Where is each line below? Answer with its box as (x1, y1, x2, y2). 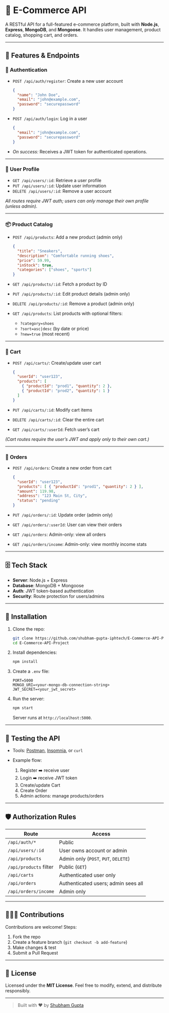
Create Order (20, 787, 48, 794)
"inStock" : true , (17, 262, 54, 268)
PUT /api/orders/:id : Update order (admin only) (12, 512, 113, 518)
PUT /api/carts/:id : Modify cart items (12, 407, 93, 413)
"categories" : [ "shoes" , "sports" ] (17, 267, 92, 272)
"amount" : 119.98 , (17, 489, 56, 494)
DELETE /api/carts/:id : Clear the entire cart (12, 416, 104, 423)
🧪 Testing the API (5, 734, 60, 743)
